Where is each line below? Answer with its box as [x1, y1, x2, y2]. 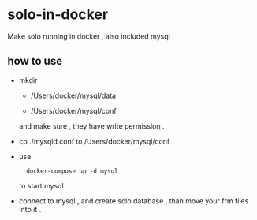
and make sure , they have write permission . [18, 121, 165, 131]
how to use [7, 54, 63, 68]
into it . [18, 204, 42, 214]
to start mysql [18, 181, 64, 190]
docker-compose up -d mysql [26, 167, 119, 175]
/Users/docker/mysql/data [30, 91, 116, 100]
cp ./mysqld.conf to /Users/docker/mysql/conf [18, 136, 170, 146]
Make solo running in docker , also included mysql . [7, 32, 174, 41]
